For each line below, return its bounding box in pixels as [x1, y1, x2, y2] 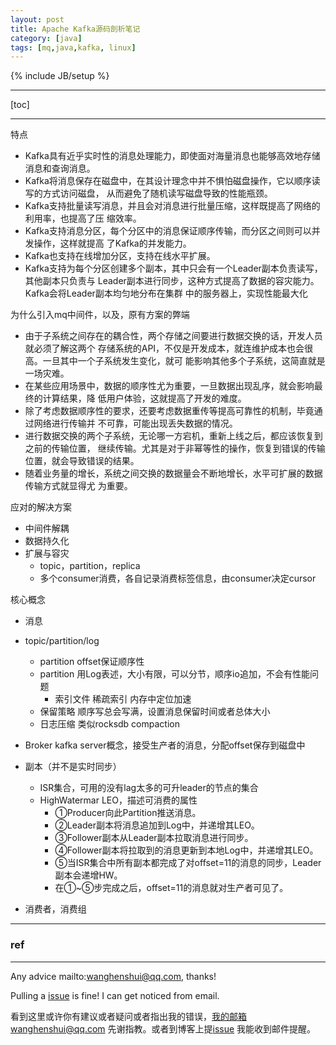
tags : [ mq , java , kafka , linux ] [10, 42, 137, 53]
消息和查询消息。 [24, 162, 96, 175]
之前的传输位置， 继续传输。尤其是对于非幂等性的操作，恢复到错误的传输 [24, 442, 326, 455]
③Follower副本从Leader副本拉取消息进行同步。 [54, 832, 254, 844]
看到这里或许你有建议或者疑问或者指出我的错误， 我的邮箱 [10, 1010, 247, 1022]
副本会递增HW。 [54, 869, 123, 881]
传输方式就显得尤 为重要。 [24, 480, 133, 492]
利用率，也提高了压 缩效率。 [24, 212, 142, 225]
